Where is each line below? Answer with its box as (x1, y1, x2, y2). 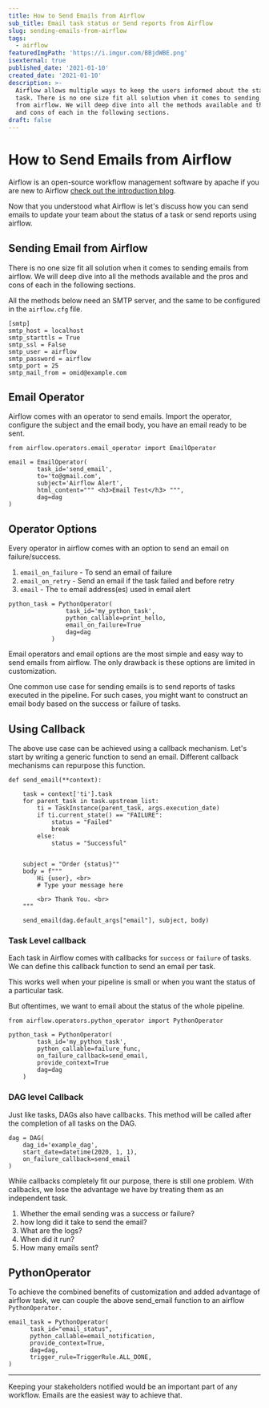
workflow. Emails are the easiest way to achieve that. (8, 1390, 183, 1400)
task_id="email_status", (29, 1325, 113, 1333)
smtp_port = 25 (8, 362, 59, 370)
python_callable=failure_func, (37, 1045, 142, 1053)
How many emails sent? (19, 1243, 98, 1252)
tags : (8, 34, 26, 43)
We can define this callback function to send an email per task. (8, 962, 216, 972)
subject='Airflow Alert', (37, 479, 124, 488)
